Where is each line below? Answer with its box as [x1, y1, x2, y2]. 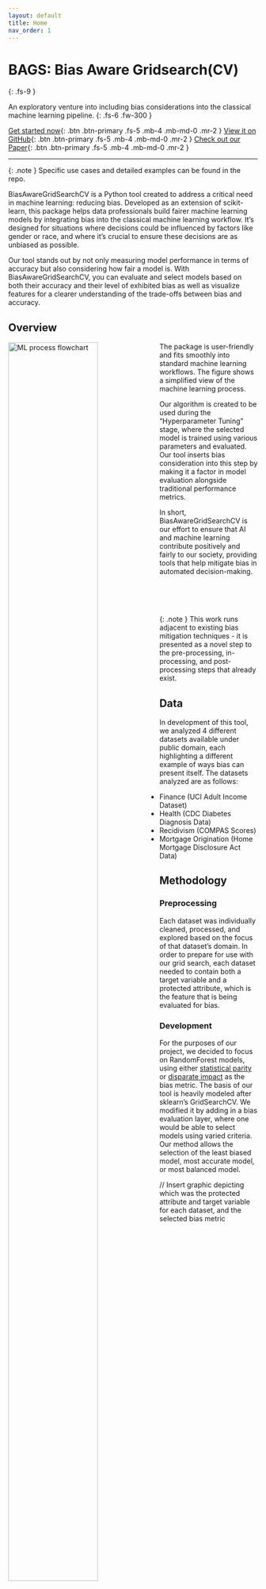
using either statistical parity [159, 1063, 252, 1073]
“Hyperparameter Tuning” [159, 416, 244, 426]
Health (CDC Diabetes [159, 808, 232, 818]
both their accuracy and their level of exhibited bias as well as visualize [8, 281, 240, 291]
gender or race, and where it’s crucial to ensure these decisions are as [8, 232, 238, 241]
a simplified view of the [159, 376, 235, 385]
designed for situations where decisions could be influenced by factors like [8, 223, 253, 233]
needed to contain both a [159, 966, 241, 976]
